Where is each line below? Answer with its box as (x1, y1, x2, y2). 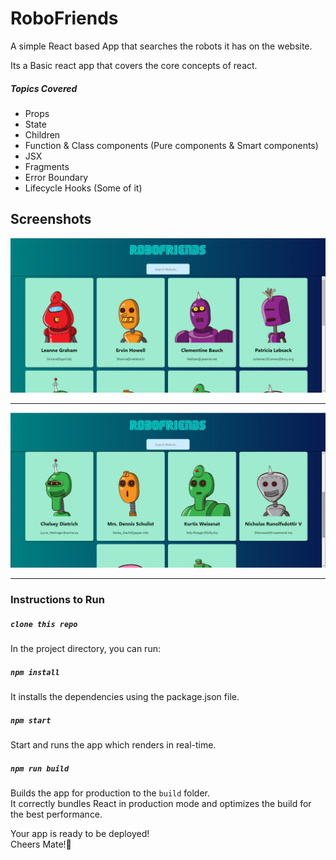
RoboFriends (10, 7, 119, 30)
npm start (10, 715, 52, 726)
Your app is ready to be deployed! (10, 828, 150, 840)
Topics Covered (10, 82, 78, 94)
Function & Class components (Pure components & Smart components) (24, 139, 319, 151)
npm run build (10, 763, 70, 774)
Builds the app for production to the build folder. (10, 787, 211, 799)
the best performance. (10, 808, 103, 821)
